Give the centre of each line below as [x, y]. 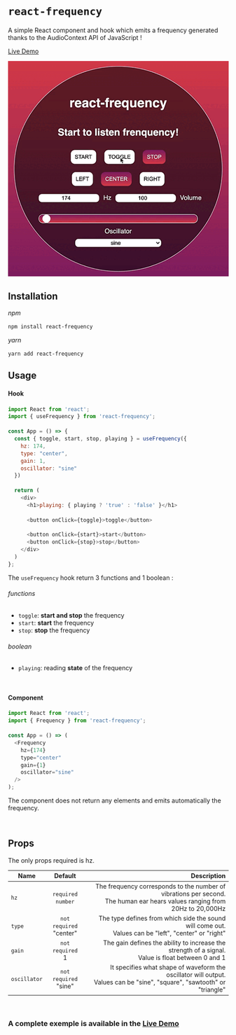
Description [208, 876]
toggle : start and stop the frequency [71, 615]
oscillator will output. [196, 975]
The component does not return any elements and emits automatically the [114, 800]
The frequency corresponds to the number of [160, 886]
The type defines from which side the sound [162, 918]
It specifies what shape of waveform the [168, 967]
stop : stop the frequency [54, 630]
